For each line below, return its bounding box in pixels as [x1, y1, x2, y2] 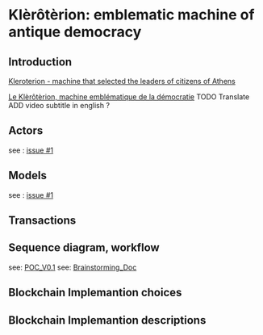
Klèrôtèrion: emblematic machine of [8, 6, 255, 24]
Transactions [8, 214, 77, 228]
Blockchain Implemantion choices [8, 286, 182, 299]
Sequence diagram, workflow [8, 241, 160, 255]
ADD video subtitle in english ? [8, 101, 111, 110]
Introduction [8, 55, 73, 69]
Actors [8, 124, 44, 138]
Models [8, 169, 47, 182]
